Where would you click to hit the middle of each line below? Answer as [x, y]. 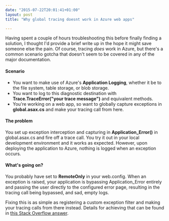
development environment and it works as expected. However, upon [76, 143]
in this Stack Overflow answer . [37, 213]
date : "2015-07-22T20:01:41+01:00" [43, 10]
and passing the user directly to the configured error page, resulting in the [83, 187]
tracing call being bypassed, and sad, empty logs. [57, 192]
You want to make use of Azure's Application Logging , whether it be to [87, 82]
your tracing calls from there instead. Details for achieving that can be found [85, 207]
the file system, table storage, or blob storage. [61, 88]
